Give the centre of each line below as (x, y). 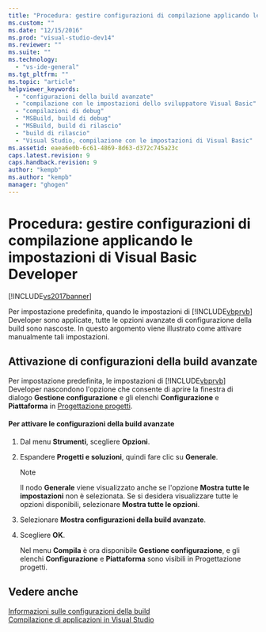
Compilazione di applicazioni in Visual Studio (81, 619)
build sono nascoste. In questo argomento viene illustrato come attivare (125, 328)
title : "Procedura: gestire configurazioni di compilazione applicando (129, 15)
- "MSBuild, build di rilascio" (69, 126)
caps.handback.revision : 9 (53, 163)
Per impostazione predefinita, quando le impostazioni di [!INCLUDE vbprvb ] (131, 311)
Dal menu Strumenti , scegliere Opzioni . (85, 441)
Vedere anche (44, 592)
